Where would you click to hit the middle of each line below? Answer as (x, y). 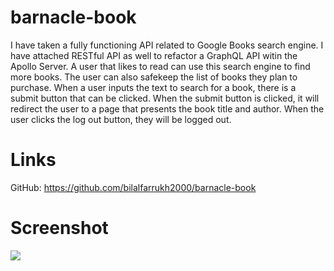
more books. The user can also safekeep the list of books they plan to (154, 77)
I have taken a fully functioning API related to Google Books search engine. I (167, 45)
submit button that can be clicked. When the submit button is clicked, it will (165, 98)
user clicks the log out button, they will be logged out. (121, 119)
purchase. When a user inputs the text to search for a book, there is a (153, 87)
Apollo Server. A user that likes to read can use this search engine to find (160, 66)
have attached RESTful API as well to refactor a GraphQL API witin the (154, 55)
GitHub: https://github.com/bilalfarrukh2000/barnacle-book (133, 187)
